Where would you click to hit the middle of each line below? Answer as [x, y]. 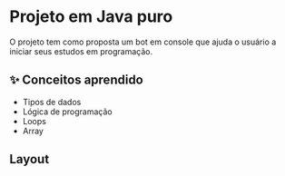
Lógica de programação [67, 112]
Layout [29, 159]
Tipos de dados [52, 102]
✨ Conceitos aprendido [76, 80]
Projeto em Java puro [91, 17]
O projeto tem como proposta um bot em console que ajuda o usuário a [143, 42]
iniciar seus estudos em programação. [81, 51]
